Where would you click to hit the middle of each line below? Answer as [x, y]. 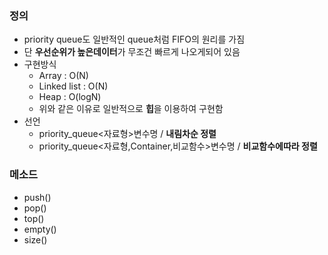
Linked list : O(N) [73, 86]
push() [37, 197]
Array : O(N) [63, 76]
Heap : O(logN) [70, 97]
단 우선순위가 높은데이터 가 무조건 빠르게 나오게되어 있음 [132, 52]
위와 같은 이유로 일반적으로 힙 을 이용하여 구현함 [131, 109]
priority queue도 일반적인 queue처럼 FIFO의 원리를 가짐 [134, 39]
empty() [40, 229]
